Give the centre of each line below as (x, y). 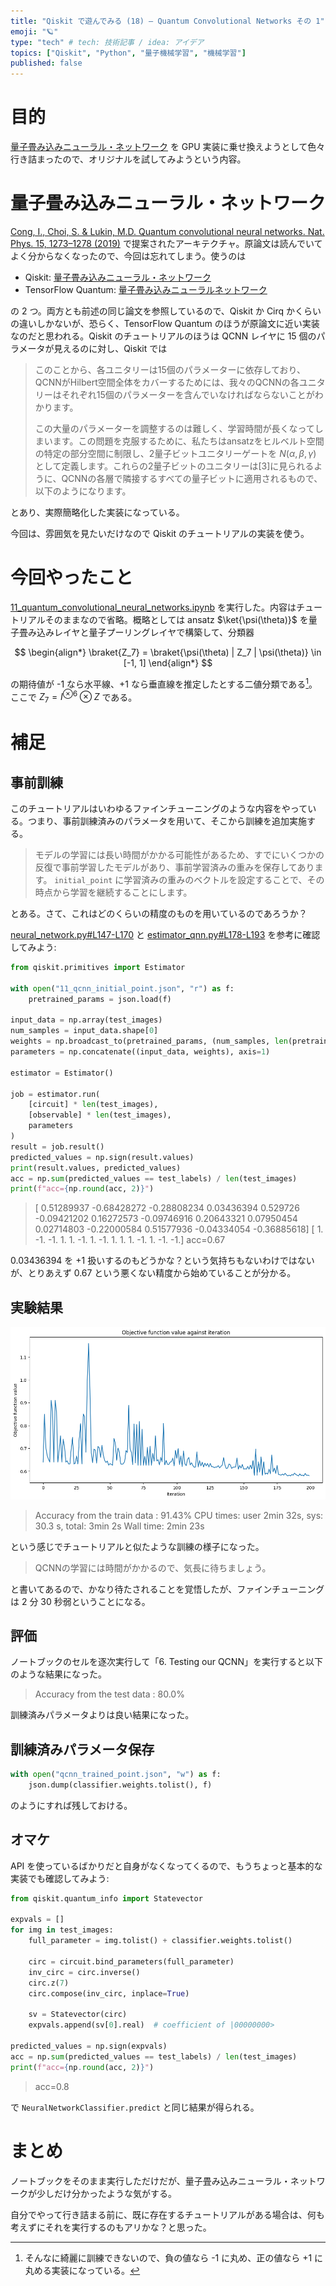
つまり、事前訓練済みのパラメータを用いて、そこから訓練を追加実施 (167, 821)
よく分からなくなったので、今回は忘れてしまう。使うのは (128, 256)
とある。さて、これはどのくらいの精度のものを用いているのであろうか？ (159, 914)
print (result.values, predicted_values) (96, 1168)
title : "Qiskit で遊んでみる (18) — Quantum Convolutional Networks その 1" (167, 21)
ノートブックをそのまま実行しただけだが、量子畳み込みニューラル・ (150, 2181)
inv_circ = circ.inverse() (84, 1972)
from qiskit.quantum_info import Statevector (106, 1898)
